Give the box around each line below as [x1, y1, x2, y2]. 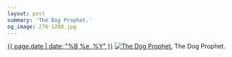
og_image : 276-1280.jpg [7, 23, 77, 30]
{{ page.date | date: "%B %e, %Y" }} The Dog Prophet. [7, 42, 226, 51]
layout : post [7, 10, 46, 17]
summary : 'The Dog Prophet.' [7, 17, 93, 24]
